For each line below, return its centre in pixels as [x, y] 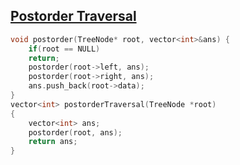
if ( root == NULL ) [64, 49]
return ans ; [53, 142]
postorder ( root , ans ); [75, 132]
